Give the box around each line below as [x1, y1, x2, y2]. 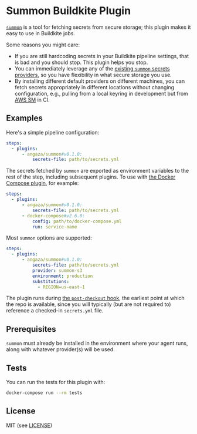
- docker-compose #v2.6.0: [21, 213, 85, 218]
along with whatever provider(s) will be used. [6, 346, 116, 353]
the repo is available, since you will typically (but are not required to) [6, 301, 171, 308]
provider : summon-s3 [32, 267, 83, 274]
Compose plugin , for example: [6, 180, 79, 187]
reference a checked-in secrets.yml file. [6, 307, 104, 314]
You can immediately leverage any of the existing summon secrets [14, 65, 170, 72]
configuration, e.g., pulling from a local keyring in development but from [14, 90, 189, 97]
